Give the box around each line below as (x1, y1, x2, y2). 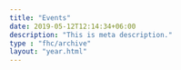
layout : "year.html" (9, 47, 88, 56)
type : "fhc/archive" (9, 38, 92, 48)
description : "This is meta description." (9, 30, 173, 39)
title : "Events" (9, 13, 71, 23)
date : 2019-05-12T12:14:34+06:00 (9, 22, 136, 31)
